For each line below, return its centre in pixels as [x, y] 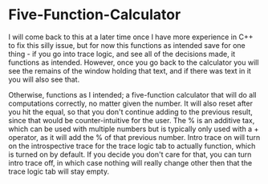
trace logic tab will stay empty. [59, 171]
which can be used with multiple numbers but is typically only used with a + [134, 129]
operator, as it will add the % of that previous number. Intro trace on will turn [134, 137]
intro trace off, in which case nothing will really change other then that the [130, 162]
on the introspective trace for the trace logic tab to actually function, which [132, 146]
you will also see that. [44, 79]
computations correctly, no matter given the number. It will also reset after [130, 103]
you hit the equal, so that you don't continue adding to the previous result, [130, 112]
